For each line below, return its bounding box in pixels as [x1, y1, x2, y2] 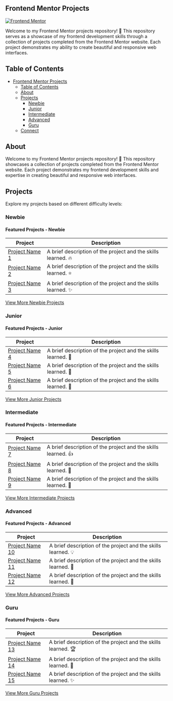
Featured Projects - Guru [5, 617, 60, 623]
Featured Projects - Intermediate [5, 422, 77, 428]
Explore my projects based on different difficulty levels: [5, 201, 123, 207]
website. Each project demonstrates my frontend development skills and [5, 167, 159, 173]
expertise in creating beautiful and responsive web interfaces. [5, 172, 137, 178]
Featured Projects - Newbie [5, 226, 65, 232]
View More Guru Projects [5, 690, 59, 696]
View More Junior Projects [5, 396, 62, 402]
